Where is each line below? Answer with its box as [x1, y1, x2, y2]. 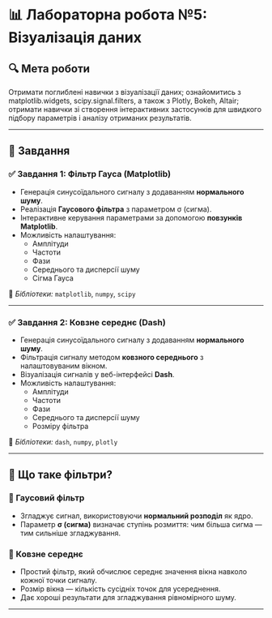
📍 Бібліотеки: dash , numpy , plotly [8, 436, 118, 446]
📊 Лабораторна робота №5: [8, 6, 208, 24]
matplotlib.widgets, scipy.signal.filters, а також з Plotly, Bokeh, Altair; [8, 96, 240, 105]
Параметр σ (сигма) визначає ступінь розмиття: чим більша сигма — [19, 519, 263, 529]
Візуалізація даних [8, 28, 142, 47]
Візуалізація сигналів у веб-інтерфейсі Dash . [19, 369, 175, 379]
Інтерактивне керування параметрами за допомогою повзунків [19, 212, 243, 222]
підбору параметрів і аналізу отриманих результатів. [8, 114, 192, 122]
